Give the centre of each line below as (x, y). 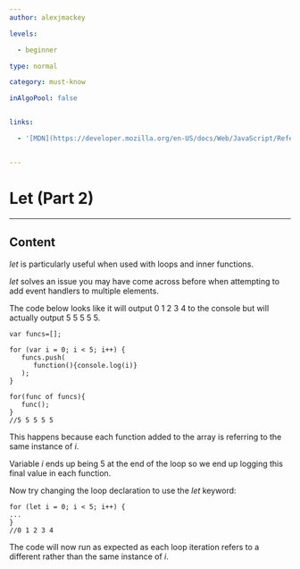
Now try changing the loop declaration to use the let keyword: (123, 490)
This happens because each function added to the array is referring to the (146, 437)
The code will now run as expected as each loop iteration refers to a (134, 547)
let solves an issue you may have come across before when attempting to (144, 281)
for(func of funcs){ (48, 396)
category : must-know (48, 82)
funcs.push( (43, 357)
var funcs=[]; (36, 334)
